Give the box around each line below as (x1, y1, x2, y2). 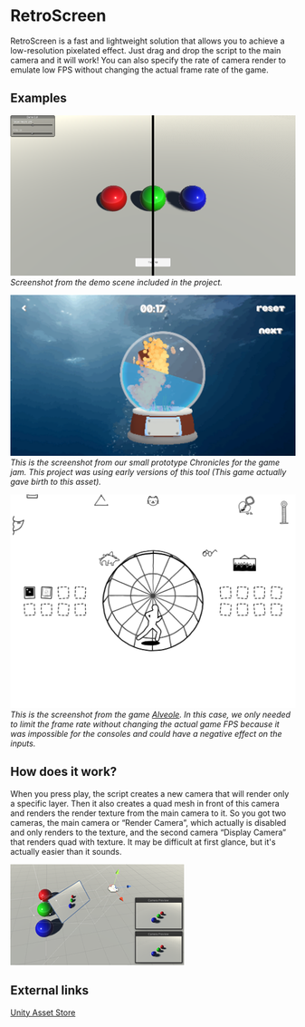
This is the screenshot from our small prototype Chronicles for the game (10, 457, 281, 468)
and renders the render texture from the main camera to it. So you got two (10, 808, 287, 819)
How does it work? (10, 764, 118, 780)
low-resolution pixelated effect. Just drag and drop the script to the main (10, 44, 281, 55)
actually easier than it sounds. (10, 846, 122, 857)
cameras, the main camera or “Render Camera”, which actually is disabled (10, 817, 287, 828)
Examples (10, 91, 67, 106)
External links (10, 983, 90, 998)
